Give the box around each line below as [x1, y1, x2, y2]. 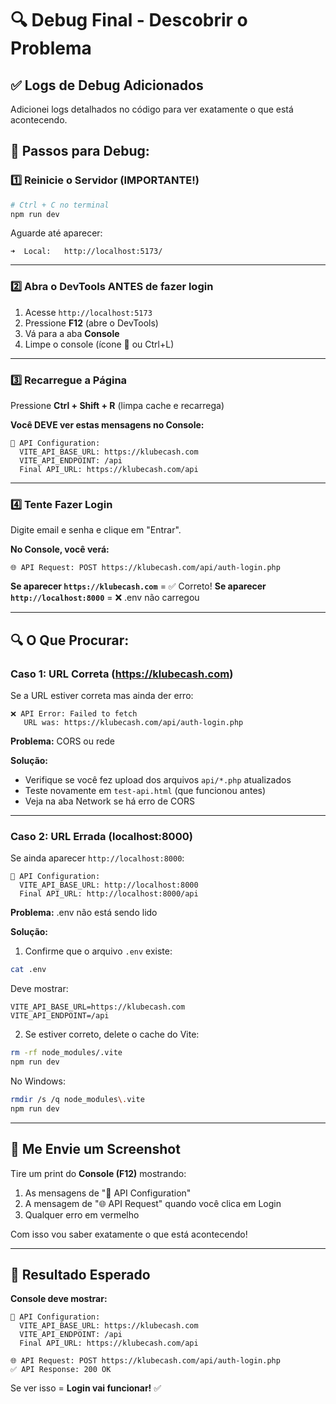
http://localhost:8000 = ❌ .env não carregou [10, 592, 200, 604]
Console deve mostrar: [10, 1293, 108, 1305]
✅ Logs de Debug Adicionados [10, 77, 204, 94]
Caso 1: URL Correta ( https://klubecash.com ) [10, 667, 234, 681]
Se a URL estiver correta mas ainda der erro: [10, 690, 194, 702]
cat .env [10, 965, 47, 975]
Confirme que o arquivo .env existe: [24, 945, 173, 957]
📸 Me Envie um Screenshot [10, 1141, 181, 1158]
